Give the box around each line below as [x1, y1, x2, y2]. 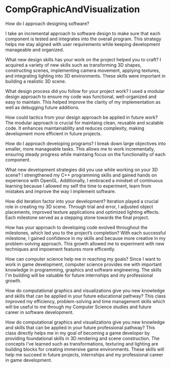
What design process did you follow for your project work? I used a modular [5, 88, 165, 94]
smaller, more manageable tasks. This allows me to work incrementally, [5, 145, 155, 152]
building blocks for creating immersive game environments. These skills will [5, 346, 164, 352]
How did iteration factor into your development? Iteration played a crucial [5, 198, 159, 204]
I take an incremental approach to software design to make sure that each [5, 30, 161, 36]
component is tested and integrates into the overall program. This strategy [5, 36, 162, 42]
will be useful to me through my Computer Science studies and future [5, 304, 152, 310]
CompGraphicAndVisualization [5, 4, 140, 15]
